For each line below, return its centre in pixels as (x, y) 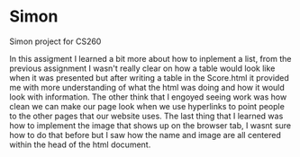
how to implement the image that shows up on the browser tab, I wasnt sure (150, 125)
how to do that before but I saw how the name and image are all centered (145, 135)
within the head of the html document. (80, 144)
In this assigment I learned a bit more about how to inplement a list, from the (150, 58)
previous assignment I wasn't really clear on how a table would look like (142, 68)
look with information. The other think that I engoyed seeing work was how (148, 97)
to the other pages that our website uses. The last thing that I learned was (146, 116)
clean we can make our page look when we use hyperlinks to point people (147, 106)
